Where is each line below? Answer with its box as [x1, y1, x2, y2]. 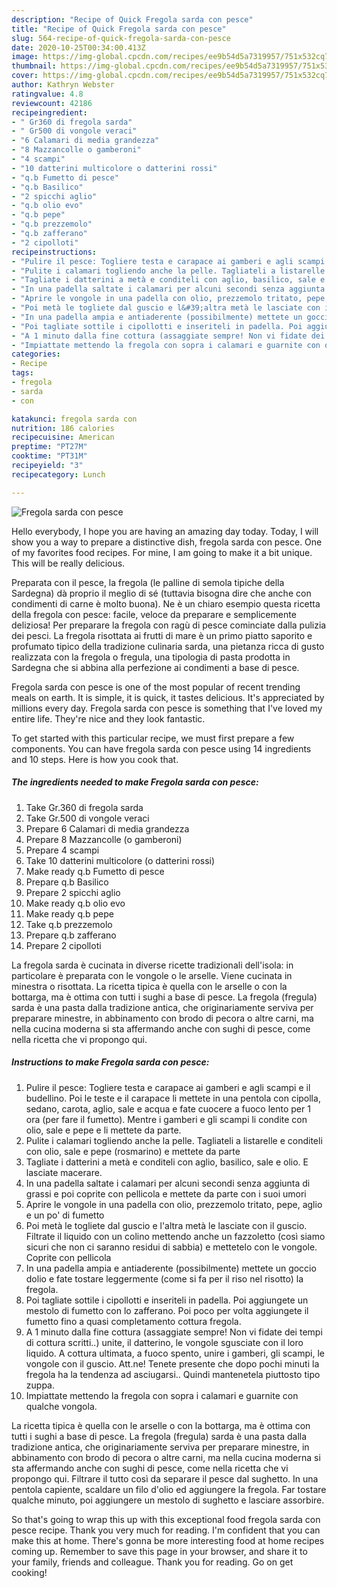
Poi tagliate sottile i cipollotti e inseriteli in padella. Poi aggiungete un [25, 1294, 309, 1306]
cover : [11, 71, 39, 81]
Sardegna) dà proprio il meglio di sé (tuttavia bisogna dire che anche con [11, 587, 312, 599]
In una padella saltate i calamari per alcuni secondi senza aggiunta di [25, 1177, 311, 1189]
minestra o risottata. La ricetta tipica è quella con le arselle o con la [11, 980, 288, 992]
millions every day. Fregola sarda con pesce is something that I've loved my [11, 702, 323, 714]
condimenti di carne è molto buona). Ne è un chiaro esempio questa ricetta [11, 597, 321, 610]
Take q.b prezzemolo [25, 918, 113, 930]
